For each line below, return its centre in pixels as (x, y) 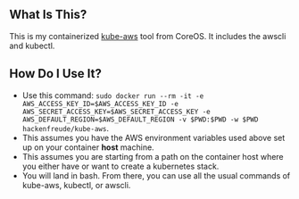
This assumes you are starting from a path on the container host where (153, 156)
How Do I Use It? (56, 74)
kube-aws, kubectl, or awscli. (76, 185)
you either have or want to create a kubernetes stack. (120, 166)
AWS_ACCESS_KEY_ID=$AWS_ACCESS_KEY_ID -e (100, 104)
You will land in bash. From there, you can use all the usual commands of (156, 175)
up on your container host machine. (88, 147)
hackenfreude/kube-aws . (66, 128)
